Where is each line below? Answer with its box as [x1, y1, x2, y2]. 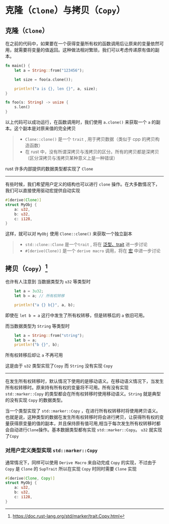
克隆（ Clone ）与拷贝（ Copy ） [5, 5, 125, 16]
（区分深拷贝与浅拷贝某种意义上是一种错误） [25, 155, 118, 161]
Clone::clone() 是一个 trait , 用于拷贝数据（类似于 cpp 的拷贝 [25, 136, 155, 142]
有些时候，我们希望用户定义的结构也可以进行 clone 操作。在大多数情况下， [5, 181, 160, 187]
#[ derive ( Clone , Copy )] [5, 476, 55, 481]
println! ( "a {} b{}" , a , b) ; [14, 302, 75, 308]
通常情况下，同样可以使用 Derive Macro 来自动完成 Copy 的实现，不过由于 [5, 459, 157, 465]
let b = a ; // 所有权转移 [14, 293, 65, 298]
